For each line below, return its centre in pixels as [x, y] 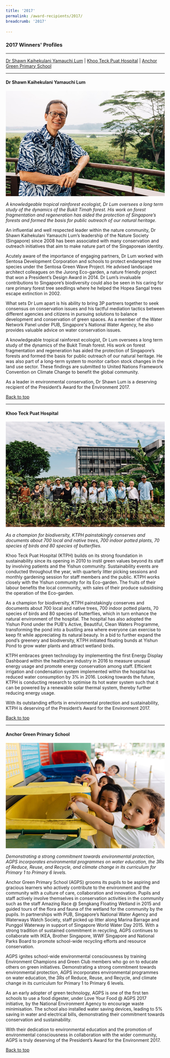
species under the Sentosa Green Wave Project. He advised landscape [79, 266]
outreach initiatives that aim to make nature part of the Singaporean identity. [85, 246]
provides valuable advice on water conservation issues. [64, 330]
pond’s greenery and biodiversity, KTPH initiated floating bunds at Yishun [82, 640]
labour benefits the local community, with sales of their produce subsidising [84, 588]
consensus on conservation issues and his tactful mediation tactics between [85, 308]
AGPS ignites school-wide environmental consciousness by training [76, 956]
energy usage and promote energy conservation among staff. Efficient [79, 666]
